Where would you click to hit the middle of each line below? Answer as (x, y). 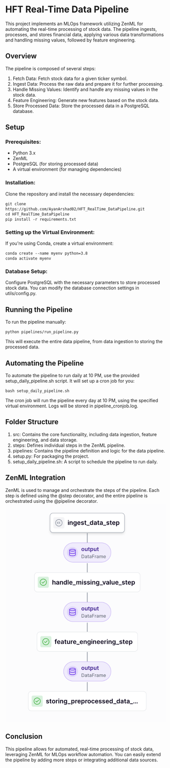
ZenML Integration (35, 478)
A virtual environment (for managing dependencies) (67, 169)
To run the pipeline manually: (36, 322)
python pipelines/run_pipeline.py (42, 332)
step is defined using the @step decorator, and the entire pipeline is (77, 496)
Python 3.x (24, 153)
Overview (21, 56)
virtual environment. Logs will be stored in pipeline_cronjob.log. (72, 406)
